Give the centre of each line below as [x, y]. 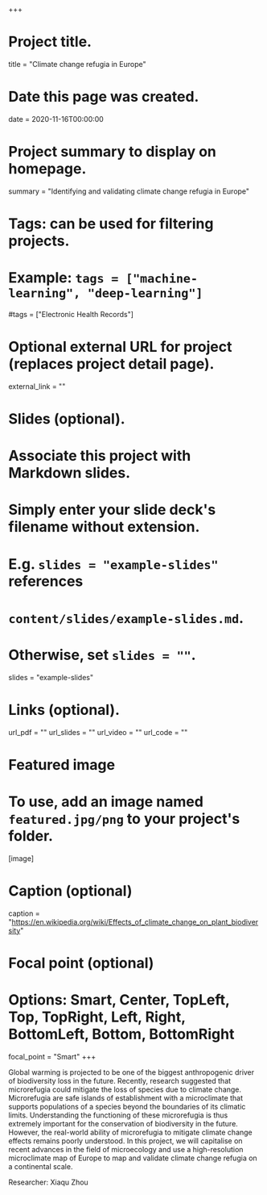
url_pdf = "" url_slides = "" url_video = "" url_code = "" [98, 732]
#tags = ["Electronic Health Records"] [71, 314]
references [46, 581]
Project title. [50, 42]
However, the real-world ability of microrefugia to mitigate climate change [131, 1132]
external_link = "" [37, 386]
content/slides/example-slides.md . [126, 618]
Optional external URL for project [120, 347]
